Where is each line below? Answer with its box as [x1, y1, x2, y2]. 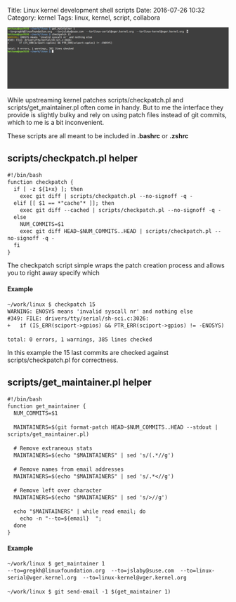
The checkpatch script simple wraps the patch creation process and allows [7, 261, 225, 269]
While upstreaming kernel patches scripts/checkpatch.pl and [7, 96, 184, 105]
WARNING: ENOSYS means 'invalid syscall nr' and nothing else [7, 308, 193, 315]
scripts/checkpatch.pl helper [7, 152, 138, 164]
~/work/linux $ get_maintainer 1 [7, 561, 105, 568]
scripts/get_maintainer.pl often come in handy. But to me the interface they [7, 103, 224, 112]
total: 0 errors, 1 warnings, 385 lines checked [7, 336, 152, 343]
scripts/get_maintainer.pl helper [7, 376, 152, 388]
